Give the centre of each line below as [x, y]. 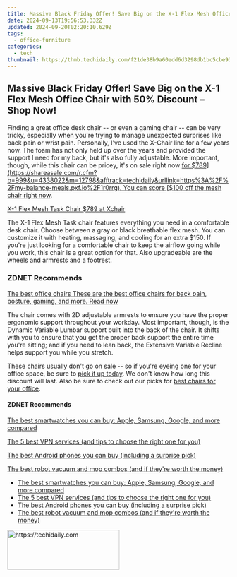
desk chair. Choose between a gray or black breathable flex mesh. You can [116, 230]
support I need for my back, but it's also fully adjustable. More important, [114, 157]
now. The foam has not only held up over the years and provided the [107, 150]
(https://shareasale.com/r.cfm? [52, 172]
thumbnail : [23, 60]
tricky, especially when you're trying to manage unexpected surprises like [115, 135]
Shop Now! [32, 111]
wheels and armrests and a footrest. [60, 260]
